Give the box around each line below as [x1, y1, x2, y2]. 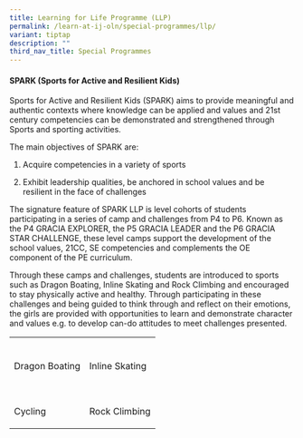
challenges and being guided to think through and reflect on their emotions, [9, 298, 291, 309]
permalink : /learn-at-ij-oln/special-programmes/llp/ [9, 22, 217, 31]
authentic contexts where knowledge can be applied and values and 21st [9, 105, 281, 116]
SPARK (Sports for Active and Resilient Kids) [9, 74, 181, 86]
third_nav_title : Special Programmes [9, 47, 152, 56]
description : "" [9, 38, 71, 48]
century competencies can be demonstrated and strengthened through [9, 114, 275, 125]
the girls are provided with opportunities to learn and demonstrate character [9, 308, 293, 319]
